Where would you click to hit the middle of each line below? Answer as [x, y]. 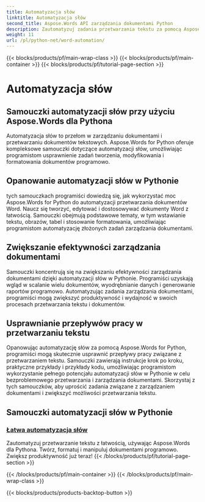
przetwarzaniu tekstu [48, 333]
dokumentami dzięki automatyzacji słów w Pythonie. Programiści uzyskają [100, 278]
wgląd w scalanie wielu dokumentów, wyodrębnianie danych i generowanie [101, 284]
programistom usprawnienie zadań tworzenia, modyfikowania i [85, 155]
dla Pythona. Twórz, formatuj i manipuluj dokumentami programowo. [92, 449]
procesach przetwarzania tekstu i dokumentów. [66, 304]
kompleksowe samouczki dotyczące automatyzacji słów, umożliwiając [94, 149]
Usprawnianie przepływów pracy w [75, 324]
